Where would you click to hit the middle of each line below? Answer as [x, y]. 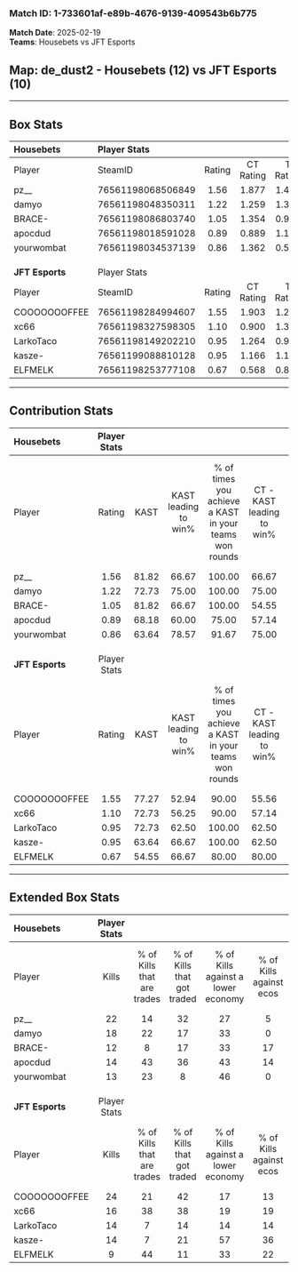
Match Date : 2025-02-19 [55, 33]
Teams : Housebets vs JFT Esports [72, 42]
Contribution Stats [61, 411]
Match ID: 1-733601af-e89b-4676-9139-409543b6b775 [133, 13]
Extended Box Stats [64, 897]
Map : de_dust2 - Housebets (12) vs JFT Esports [143, 70]
